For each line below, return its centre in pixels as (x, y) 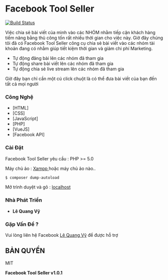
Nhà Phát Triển (24, 200)
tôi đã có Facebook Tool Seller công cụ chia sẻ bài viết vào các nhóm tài (80, 43)
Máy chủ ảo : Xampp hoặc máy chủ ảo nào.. (51, 168)
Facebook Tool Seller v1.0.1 (34, 272)
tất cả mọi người (22, 84)
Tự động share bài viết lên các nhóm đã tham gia (63, 63)
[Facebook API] (29, 135)
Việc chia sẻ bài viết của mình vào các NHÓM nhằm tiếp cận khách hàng (80, 32)
